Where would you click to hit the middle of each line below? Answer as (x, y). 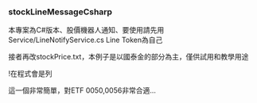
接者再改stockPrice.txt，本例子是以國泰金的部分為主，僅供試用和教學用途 (128, 57)
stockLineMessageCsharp (60, 12)
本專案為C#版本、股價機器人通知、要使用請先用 (86, 30)
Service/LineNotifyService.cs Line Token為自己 (86, 40)
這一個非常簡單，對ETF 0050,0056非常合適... (82, 90)
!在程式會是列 (31, 74)
